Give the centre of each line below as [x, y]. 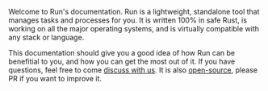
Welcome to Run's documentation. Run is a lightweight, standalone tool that [134, 12]
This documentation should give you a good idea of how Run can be [122, 53]
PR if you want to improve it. [55, 79]
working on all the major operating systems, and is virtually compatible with [134, 29]
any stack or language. [46, 37]
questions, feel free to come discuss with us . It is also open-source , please [133, 70]
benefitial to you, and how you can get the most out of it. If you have [122, 61]
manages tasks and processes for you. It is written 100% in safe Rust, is [128, 20]
